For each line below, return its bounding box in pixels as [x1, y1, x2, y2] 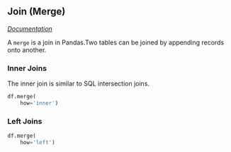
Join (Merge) [7, 6, 66, 18]
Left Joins [7, 116, 43, 126]
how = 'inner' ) [20, 99, 59, 107]
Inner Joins [7, 63, 47, 73]
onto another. [7, 45, 47, 54]
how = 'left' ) [20, 139, 55, 146]
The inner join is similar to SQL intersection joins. [7, 79, 150, 88]
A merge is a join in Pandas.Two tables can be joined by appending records [7, 38, 225, 47]
